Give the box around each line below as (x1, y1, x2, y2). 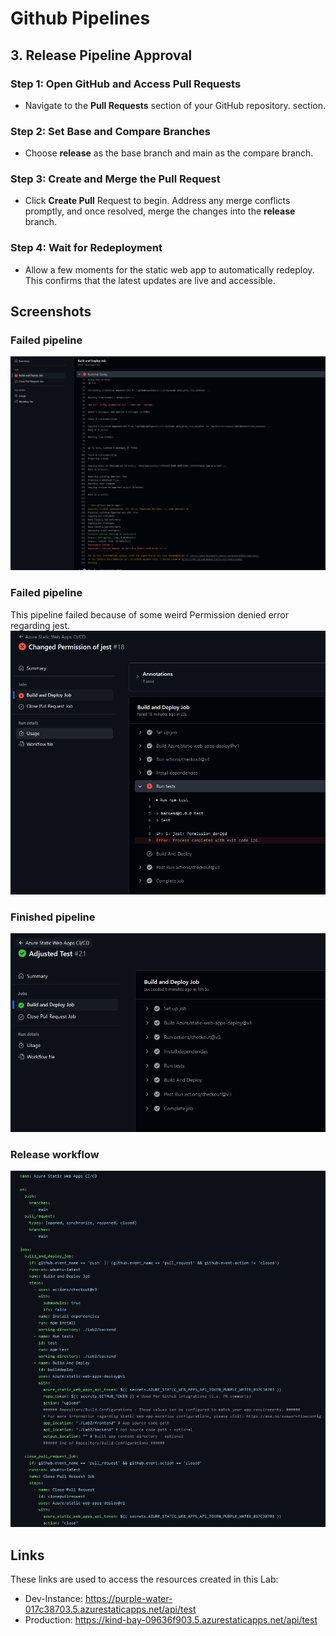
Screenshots (10, 303, 92, 321)
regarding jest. (10, 619, 70, 631)
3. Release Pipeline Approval (10, 47, 193, 64)
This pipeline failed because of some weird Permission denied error (10, 608, 289, 621)
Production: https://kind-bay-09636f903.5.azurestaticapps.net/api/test (24, 1614, 318, 1626)
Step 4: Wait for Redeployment (10, 241, 163, 255)
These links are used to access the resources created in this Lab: (10, 1573, 279, 1586)
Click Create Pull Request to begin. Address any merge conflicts (24, 195, 291, 207)
